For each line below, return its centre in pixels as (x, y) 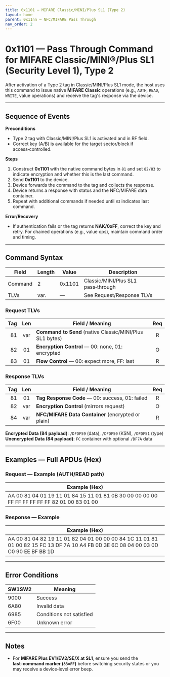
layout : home (19, 15)
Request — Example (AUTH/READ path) (55, 474)
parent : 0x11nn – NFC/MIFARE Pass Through (51, 19)
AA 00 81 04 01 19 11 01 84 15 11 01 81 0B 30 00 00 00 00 (83, 496)
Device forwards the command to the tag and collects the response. (83, 185)
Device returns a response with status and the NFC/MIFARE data (80, 190)
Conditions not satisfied (65, 615)
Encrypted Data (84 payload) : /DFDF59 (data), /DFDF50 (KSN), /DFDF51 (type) (84, 433)
